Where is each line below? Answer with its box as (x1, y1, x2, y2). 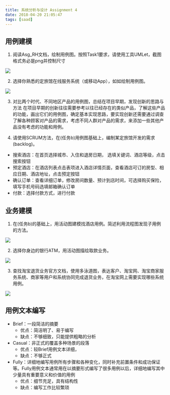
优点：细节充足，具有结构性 (20, 378, 79, 384)
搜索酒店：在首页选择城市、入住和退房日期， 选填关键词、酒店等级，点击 (12, 152, 165, 158)
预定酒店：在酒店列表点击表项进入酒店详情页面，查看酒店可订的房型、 (12, 165, 160, 171)
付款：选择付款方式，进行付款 (12, 190, 75, 196)
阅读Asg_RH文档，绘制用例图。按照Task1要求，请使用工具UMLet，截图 (12, 51, 162, 57)
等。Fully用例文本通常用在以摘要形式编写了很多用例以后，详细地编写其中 (12, 365, 165, 371)
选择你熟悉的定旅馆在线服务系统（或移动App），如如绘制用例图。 (12, 78, 148, 84)
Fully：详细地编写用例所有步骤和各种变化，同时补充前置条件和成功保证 (12, 359, 161, 365)
